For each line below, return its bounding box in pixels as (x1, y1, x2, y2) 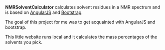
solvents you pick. (5, 39, 42, 45)
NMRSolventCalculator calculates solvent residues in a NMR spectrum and (5, 4, 161, 10)
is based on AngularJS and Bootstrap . (5, 9, 83, 15)
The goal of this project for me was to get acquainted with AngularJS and (5, 19, 156, 25)
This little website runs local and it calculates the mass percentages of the (5, 34, 158, 40)
